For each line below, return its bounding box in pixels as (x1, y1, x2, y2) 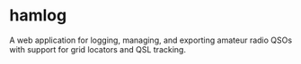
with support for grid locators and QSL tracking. (9, 44, 187, 54)
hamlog (9, 5, 67, 26)
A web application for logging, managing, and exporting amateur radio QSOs (9, 35, 293, 45)
